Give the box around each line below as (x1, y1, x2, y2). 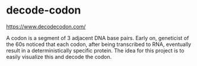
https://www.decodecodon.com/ (6, 23, 86, 30)
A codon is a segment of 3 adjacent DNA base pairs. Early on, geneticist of (6, 34, 189, 41)
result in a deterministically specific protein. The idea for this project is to (6, 47, 185, 54)
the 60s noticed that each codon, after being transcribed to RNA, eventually (6, 41, 192, 48)
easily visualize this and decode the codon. (6, 53, 112, 60)
